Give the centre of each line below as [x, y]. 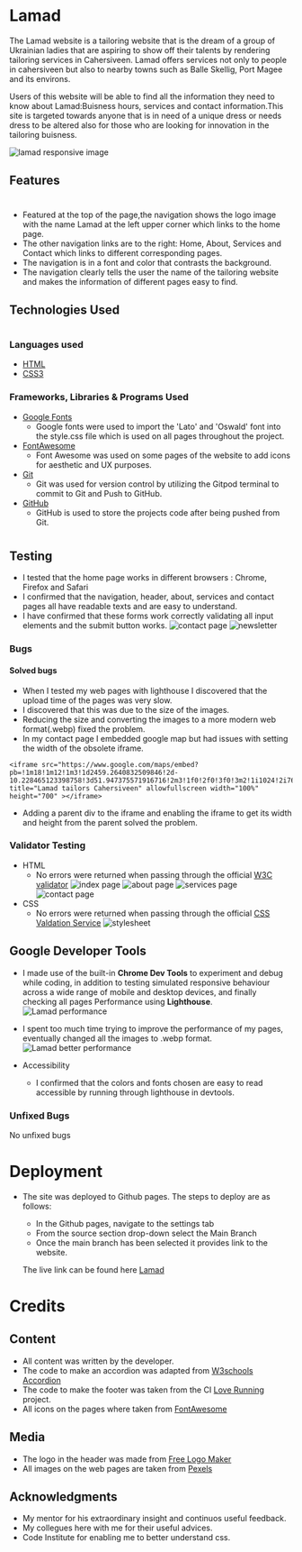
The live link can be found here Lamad [93, 1269]
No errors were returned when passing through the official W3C [154, 874]
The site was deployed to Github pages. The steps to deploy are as [147, 1196]
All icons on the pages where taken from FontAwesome [124, 1409]
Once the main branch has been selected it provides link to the [151, 1242]
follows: [37, 1206]
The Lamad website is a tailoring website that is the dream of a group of [142, 41]
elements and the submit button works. [95, 625]
